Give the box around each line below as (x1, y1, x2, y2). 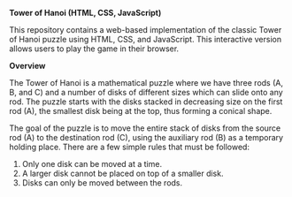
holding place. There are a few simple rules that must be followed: (9, 141, 250, 152)
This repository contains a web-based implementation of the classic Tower (9, 25, 282, 34)
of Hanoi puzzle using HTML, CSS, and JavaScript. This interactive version (9, 34, 281, 44)
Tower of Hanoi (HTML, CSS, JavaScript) (9, 8, 162, 18)
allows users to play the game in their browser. (9, 43, 180, 54)
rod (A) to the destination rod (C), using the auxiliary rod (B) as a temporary (9, 133, 284, 142)
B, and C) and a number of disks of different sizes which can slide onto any (9, 87, 283, 97)
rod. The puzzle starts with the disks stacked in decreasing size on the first (9, 96, 283, 107)
